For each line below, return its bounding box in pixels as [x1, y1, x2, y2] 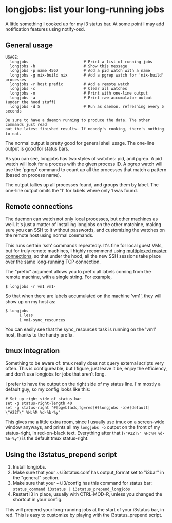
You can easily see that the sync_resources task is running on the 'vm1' [5, 326, 157, 332]
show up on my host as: [5, 298, 56, 304]
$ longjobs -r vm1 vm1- [5, 284, 56, 289]
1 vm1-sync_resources [18, 317, 66, 322]
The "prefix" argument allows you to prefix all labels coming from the [5, 268, 151, 274]
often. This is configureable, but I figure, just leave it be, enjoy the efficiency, [5, 366, 167, 372]
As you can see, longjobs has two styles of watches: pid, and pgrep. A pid [5, 155, 162, 161]
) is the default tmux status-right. [18, 435, 89, 441]
